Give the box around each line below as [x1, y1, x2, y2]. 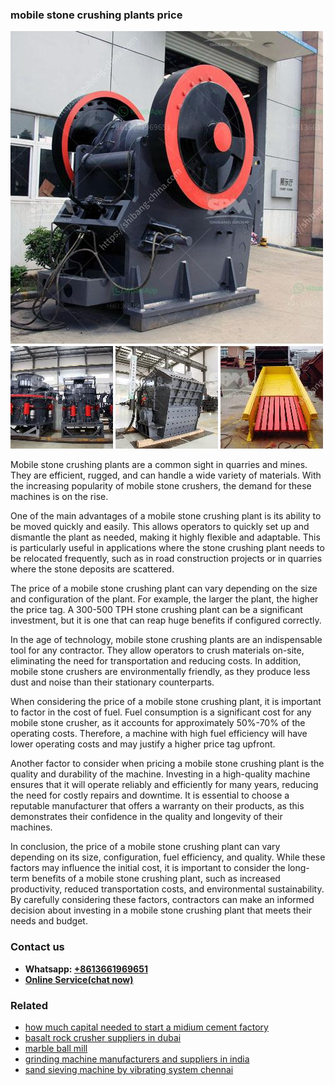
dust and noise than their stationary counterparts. [10, 676, 215, 688]
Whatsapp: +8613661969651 [24, 963, 148, 975]
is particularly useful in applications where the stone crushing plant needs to [10, 542, 325, 554]
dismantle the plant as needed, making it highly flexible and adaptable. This [10, 531, 321, 543]
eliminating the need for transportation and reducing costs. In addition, [10, 655, 302, 667]
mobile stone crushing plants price [10, 8, 183, 22]
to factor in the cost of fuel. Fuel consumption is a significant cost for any [10, 706, 312, 718]
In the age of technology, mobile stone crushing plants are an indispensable [10, 634, 323, 646]
